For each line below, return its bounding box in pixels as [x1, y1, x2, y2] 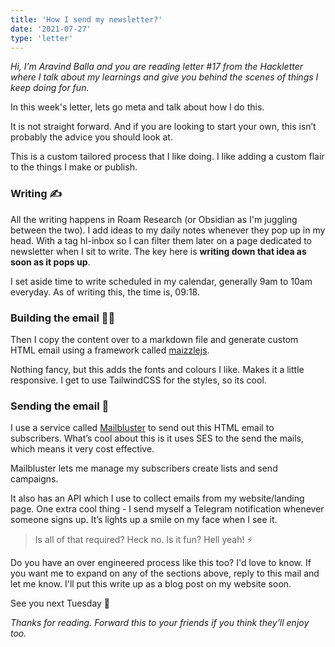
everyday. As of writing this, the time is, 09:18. [10, 286, 200, 298]
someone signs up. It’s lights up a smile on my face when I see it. [10, 514, 278, 526]
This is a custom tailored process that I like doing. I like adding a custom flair [10, 151, 325, 163]
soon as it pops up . [10, 256, 91, 268]
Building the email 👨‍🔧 [10, 311, 116, 325]
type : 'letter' [10, 33, 74, 43]
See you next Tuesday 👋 [10, 597, 111, 610]
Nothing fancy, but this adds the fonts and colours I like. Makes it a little [10, 363, 305, 375]
